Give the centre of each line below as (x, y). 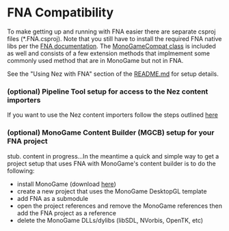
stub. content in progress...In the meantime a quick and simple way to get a (113, 156)
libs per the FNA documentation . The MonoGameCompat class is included (112, 46)
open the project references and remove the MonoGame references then (119, 206)
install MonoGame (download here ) (66, 184)
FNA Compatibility (60, 13)
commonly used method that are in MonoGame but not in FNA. (95, 60)
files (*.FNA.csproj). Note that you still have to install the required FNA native (114, 38)
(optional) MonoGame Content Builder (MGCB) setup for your (111, 133)
